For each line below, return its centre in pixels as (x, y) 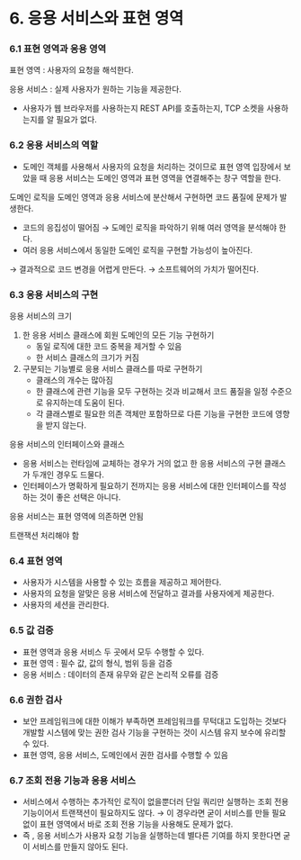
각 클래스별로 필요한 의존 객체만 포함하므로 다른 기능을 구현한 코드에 (155, 414)
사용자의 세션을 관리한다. (66, 605)
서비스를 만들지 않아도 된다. (80, 846)
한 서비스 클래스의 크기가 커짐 (87, 358)
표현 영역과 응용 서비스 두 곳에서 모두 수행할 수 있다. (113, 652)
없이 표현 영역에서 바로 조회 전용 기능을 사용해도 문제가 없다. (128, 824)
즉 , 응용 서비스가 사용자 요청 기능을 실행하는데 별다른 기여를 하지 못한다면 (151, 836)
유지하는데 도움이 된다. (85, 403)
